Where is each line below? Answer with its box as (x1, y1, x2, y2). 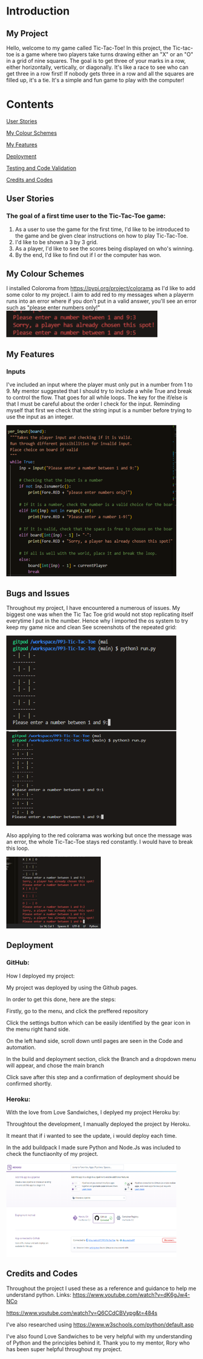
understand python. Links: (6, 1291, 71, 1298)
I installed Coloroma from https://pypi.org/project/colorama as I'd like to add (6, 285, 196, 292)
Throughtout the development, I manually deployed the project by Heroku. (6, 1120, 191, 1127)
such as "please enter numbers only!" (6, 304, 101, 311)
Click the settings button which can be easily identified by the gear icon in (6, 1019, 191, 1026)
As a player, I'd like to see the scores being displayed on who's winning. (14, 245, 195, 252)
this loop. (6, 845, 30, 852)
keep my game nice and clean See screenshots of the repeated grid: (6, 623, 177, 631)
